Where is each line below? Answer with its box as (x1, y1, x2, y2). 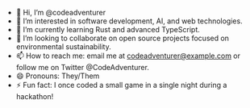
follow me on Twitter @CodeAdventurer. (15, 63, 149, 72)
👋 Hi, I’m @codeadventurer (15, 8, 106, 17)
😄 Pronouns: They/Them (15, 71, 100, 81)
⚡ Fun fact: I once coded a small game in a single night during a (15, 81, 227, 89)
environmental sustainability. (15, 42, 111, 52)
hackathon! (15, 92, 54, 101)
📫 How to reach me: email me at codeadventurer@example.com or (15, 51, 240, 60)
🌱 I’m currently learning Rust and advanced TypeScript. (15, 25, 200, 34)
